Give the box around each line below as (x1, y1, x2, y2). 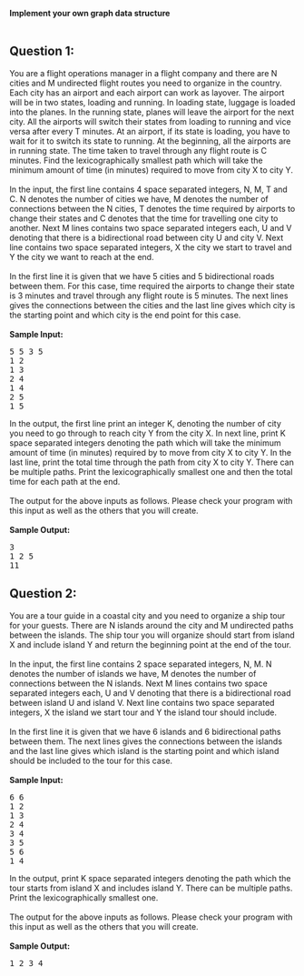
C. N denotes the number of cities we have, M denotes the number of (9, 193, 270, 204)
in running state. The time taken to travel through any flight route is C (9, 145, 268, 156)
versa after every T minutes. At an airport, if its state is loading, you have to (9, 126, 290, 136)
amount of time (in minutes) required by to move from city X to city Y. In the (9, 447, 292, 458)
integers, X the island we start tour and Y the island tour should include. (9, 707, 277, 718)
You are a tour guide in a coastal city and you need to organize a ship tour (9, 609, 286, 621)
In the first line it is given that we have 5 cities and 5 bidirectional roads (9, 270, 275, 281)
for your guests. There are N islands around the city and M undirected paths (9, 619, 294, 630)
